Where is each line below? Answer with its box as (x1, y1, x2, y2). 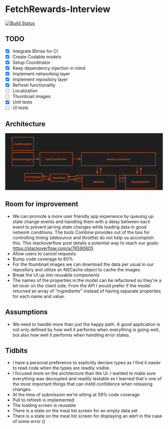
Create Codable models (12, 54, 61, 60)
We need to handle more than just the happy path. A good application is (12, 321, 160, 327)
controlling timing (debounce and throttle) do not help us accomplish (12, 235, 154, 241)
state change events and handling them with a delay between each (12, 219, 151, 225)
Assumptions (5, 308, 48, 316)
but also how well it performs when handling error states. (12, 332, 130, 338)
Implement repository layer (12, 76, 68, 82)
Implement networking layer (12, 71, 70, 76)
